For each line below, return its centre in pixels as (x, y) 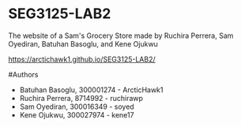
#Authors (23, 74)
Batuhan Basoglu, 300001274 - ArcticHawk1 (91, 90)
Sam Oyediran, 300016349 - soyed (77, 106)
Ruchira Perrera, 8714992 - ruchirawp (81, 98)
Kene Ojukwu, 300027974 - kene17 (77, 114)
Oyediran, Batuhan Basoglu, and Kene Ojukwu (83, 43)
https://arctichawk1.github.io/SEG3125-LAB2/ (82, 59)
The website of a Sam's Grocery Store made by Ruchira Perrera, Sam (121, 35)
